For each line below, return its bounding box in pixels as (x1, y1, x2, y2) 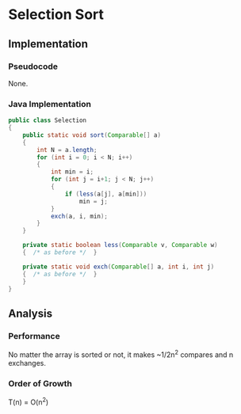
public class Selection (8, 116, 87, 124)
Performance (8, 330, 61, 341)
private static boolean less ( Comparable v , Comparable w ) (22, 241, 218, 249)
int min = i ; (50, 168, 94, 176)
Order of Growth (8, 378, 73, 389)
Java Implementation (8, 98, 91, 109)
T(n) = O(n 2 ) (8, 396, 49, 407)
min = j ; (78, 197, 109, 205)
